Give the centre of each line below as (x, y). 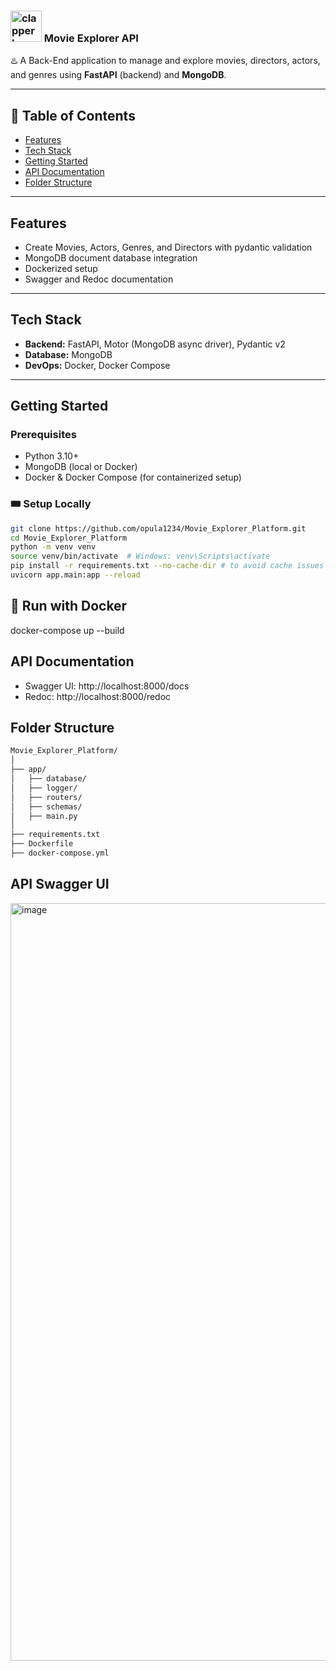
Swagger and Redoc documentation (99, 279)
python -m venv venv (53, 547)
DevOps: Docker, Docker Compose (97, 365)
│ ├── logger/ (44, 788)
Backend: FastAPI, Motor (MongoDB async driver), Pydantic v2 (155, 344)
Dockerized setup (61, 268)
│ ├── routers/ (46, 797)
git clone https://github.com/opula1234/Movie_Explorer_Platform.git (158, 528)
